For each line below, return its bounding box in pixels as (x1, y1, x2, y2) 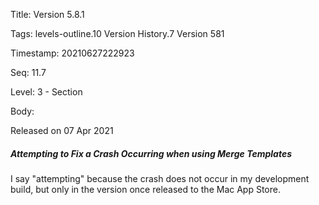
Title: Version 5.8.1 (10, 9, 85, 20)
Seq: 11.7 (10, 67, 47, 78)
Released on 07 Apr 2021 (10, 125, 114, 136)
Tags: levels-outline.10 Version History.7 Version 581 (10, 28, 225, 39)
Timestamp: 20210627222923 (10, 47, 135, 59)
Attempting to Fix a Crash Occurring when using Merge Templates (10, 147, 292, 159)
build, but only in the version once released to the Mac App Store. (10, 183, 281, 195)
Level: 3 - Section (10, 86, 83, 98)
